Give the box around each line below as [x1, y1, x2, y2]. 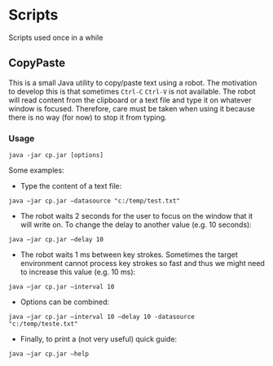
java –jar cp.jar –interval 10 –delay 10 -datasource [8, 313, 196, 321]
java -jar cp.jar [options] [8, 151, 104, 159]
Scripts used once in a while [8, 33, 103, 42]
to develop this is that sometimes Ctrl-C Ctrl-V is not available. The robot [8, 86, 256, 96]
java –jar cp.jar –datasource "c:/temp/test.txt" [8, 197, 181, 205]
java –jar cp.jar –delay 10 [8, 236, 104, 244]
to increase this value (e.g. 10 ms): [20, 267, 136, 277]
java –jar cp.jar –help [8, 350, 90, 359]
